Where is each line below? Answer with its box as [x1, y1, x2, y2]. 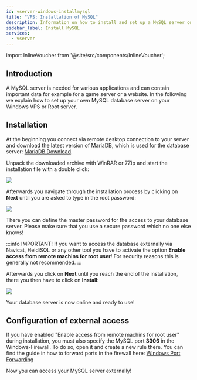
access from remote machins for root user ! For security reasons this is [6, 252, 179, 259]
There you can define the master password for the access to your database [6, 216, 189, 223]
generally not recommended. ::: [6, 259, 82, 266]
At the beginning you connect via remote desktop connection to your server [6, 135, 189, 142]
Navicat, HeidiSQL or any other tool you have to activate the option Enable [6, 247, 186, 254]
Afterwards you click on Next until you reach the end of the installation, [6, 270, 178, 277]
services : [6, 30, 30, 36]
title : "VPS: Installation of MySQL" [6, 14, 98, 20]
